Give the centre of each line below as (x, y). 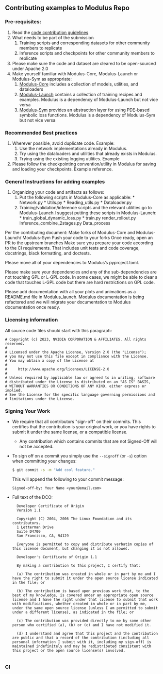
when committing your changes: (44, 461)
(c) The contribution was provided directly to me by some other (84, 621)
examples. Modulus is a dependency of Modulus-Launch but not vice (89, 100)
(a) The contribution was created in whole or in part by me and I (86, 574)
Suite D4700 (29, 531)
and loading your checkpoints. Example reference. (62, 169)
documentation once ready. (33, 307)
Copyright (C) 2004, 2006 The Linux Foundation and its (74, 519)
